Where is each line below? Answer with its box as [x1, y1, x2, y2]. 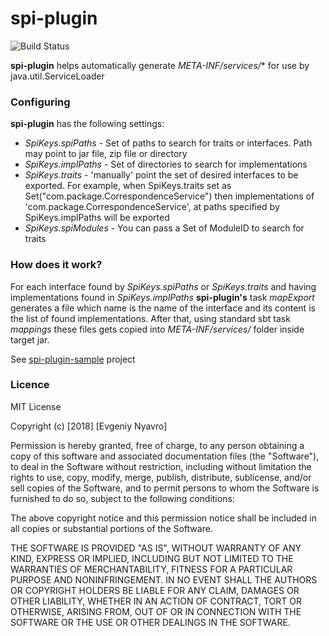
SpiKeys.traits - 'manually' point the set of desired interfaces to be [24, 169, 299, 181]
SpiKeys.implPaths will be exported [24, 212, 170, 224]
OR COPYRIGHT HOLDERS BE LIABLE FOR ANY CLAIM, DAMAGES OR [10, 584, 300, 596]
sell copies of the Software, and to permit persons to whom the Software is [10, 482, 320, 494]
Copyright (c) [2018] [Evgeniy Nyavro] [10, 420, 168, 432]
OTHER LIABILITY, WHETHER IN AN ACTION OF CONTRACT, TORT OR [10, 595, 302, 607]
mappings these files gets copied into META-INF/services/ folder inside [10, 323, 305, 335]
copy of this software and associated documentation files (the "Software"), [10, 450, 320, 462]
